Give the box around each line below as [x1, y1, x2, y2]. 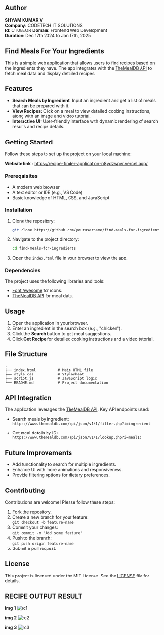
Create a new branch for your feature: [12, 514, 89, 520]
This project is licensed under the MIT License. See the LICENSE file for [5, 573, 150, 578]
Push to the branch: [12, 535, 52, 541]
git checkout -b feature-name [12, 520, 74, 525]
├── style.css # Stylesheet [5, 372, 84, 376]
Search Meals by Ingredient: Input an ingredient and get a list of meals [12, 98, 156, 104]
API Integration [5, 393, 52, 402]
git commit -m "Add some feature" [12, 530, 83, 535]
